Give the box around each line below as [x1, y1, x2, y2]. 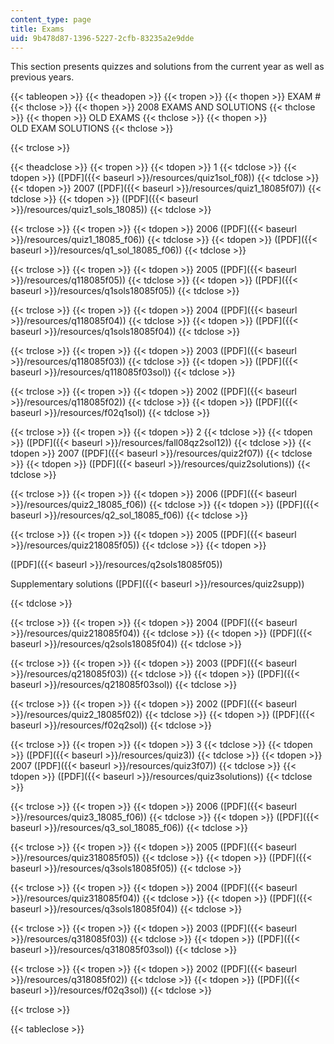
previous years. [10, 71, 75, 83]
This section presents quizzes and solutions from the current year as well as [10, 61, 325, 73]
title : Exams [10, 24, 65, 34]
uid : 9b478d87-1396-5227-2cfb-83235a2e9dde [10, 33, 195, 43]
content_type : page [10, 14, 92, 25]
